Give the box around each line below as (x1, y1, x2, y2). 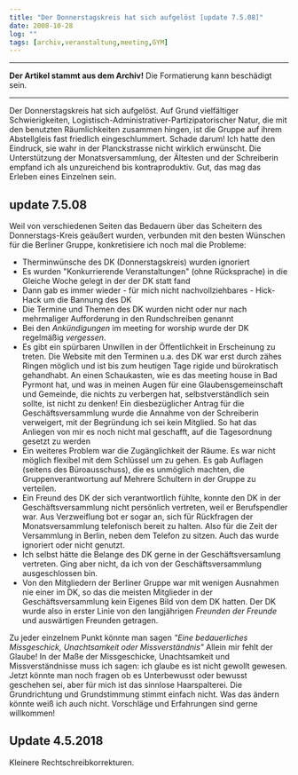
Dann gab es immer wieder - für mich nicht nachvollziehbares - (21, 285, 255, 296)
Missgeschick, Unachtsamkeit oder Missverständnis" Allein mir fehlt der (9, 642, 273, 652)
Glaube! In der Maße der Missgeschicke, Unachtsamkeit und (9, 652, 231, 662)
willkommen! (9, 708, 56, 719)
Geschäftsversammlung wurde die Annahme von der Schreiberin (21, 407, 259, 418)
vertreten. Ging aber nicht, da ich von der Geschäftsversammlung (21, 558, 262, 569)
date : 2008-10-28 (9, 21, 74, 30)
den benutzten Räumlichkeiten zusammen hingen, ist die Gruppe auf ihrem (9, 124, 282, 135)
